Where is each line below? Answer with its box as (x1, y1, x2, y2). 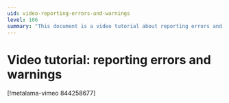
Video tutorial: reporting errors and (7, 52, 211, 68)
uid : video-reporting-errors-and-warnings (7, 10, 130, 17)
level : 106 (7, 16, 38, 23)
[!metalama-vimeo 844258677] (7, 89, 96, 98)
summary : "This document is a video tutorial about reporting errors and (7, 23, 223, 29)
